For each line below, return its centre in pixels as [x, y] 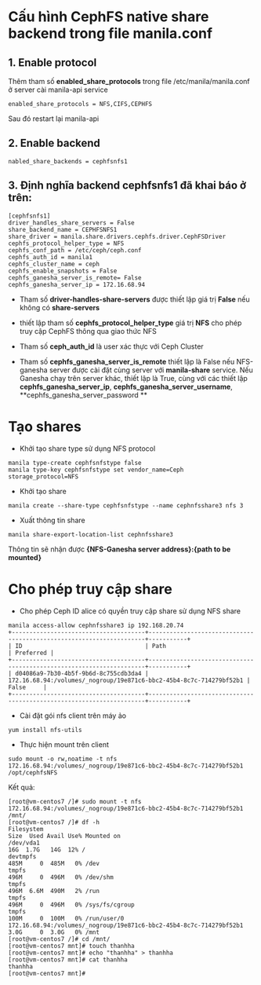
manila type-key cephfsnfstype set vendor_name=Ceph [96, 470]
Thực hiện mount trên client [64, 744]
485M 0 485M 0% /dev [54, 863]
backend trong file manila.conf [111, 33]
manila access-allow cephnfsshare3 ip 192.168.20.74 [96, 625]
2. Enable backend [54, 143]
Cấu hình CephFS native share [109, 17]
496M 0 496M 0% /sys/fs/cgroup [71, 904]
